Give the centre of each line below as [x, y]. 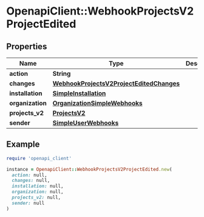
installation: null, [38, 186]
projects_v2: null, [36, 198]
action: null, [29, 175]
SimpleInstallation [79, 93]
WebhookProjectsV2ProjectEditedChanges [116, 83]
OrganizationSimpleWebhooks [97, 103]
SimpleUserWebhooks [86, 123]
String [62, 74]
